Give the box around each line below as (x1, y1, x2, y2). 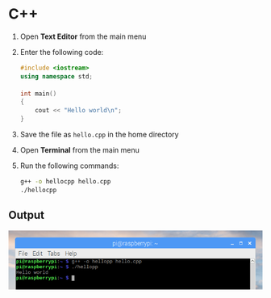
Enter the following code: (19, 47, 104, 57)
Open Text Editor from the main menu (19, 31, 147, 41)
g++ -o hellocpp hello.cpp (19, 178, 111, 186)
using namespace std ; (19, 72, 94, 81)
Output (8, 208, 44, 222)
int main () (19, 90, 57, 98)
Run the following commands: (19, 161, 119, 170)
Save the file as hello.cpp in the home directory (19, 130, 179, 140)
